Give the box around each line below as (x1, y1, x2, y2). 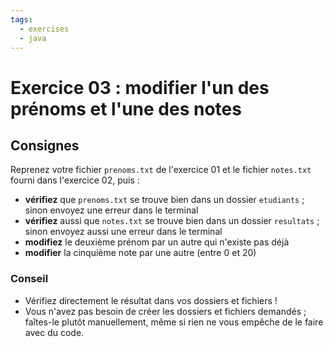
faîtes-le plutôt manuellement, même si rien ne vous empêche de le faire (24, 316, 324, 328)
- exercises (19, 24, 70, 34)
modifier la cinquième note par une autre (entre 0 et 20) (24, 247, 257, 259)
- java (19, 33, 47, 43)
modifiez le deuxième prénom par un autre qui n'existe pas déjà (24, 236, 290, 248)
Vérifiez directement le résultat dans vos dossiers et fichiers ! (24, 294, 278, 306)
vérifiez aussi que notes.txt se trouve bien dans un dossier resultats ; (24, 215, 320, 227)
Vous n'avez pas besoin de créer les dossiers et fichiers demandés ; (24, 305, 307, 317)
